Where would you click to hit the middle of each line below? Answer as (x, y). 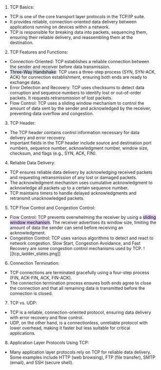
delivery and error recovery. (38, 138)
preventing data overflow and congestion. (52, 114)
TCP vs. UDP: (23, 303)
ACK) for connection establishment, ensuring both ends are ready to (78, 77)
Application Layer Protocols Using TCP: (49, 343)
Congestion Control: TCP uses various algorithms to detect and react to (81, 238)
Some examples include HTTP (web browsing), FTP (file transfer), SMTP (82, 357)
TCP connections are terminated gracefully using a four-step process (80, 273)
